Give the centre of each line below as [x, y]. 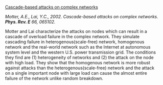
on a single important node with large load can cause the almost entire [76, 73]
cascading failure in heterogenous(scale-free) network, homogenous [75, 42]
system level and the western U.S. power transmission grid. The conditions [81, 52]
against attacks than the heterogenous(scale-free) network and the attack [80, 68]
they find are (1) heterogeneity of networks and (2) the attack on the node [80, 57]
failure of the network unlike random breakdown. [54, 78]
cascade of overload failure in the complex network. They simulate [72, 37]
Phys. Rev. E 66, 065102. [30, 22]
